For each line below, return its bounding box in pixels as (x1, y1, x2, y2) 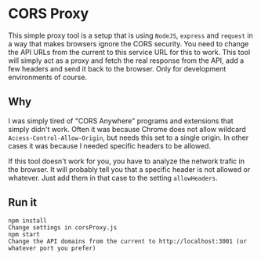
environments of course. (8, 72, 88, 82)
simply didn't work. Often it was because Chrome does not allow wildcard (8, 124, 246, 134)
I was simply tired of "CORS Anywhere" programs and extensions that (8, 115, 234, 126)
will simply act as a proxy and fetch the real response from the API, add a (8, 56, 245, 65)
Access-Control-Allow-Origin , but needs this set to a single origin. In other (8, 133, 249, 142)
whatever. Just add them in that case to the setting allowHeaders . (8, 173, 218, 182)
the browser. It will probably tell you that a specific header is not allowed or (8, 164, 251, 174)
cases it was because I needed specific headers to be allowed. (8, 141, 212, 150)
